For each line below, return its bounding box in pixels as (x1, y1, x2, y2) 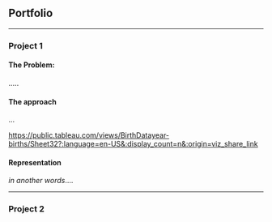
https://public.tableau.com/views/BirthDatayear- (8, 130, 170, 140)
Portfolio (8, 6, 53, 20)
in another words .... (8, 176, 74, 186)
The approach (8, 96, 57, 106)
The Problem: (8, 60, 55, 70)
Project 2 (8, 203, 45, 215)
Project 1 (8, 40, 43, 51)
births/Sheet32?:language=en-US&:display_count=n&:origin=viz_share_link (8, 139, 258, 149)
